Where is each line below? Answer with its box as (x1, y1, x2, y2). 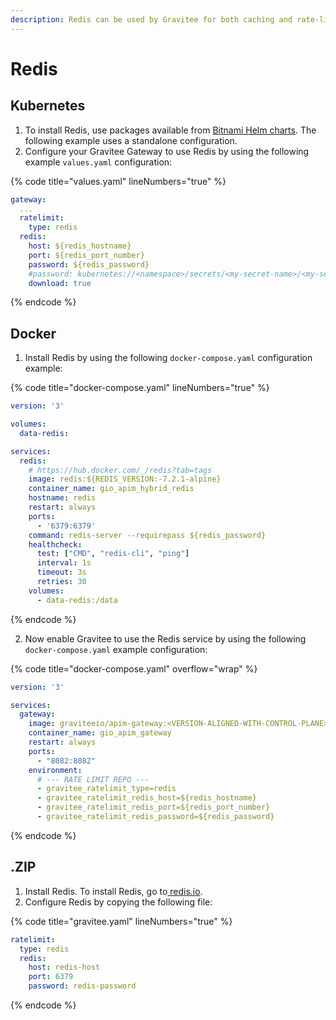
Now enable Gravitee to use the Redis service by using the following (24, 632, 307, 645)
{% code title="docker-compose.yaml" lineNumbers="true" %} (10, 382, 270, 394)
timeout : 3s (36, 567, 87, 578)
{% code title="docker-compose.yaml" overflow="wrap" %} (10, 662, 258, 675)
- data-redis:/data (36, 595, 118, 605)
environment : (28, 765, 83, 775)
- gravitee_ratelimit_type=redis (36, 784, 177, 794)
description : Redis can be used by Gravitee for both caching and (10, 14, 293, 25)
